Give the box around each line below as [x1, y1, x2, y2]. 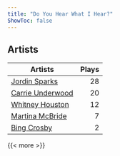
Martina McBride [11, 111, 67, 121]
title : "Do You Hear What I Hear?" [7, 10, 114, 18]
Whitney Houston [11, 100, 69, 110]
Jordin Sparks [11, 76, 59, 86]
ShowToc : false [7, 17, 53, 24]
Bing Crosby [11, 123, 52, 132]
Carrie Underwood [11, 88, 74, 98]
